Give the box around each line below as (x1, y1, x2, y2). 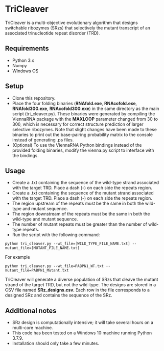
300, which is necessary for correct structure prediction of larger (12, 121, 143, 127)
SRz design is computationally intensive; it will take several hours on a (12, 320, 153, 325)
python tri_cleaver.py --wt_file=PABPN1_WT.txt (5, 264, 104, 269)
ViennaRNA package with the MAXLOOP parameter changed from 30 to (12, 116, 158, 122)
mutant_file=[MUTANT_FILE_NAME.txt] (5, 245, 80, 251)
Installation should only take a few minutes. (12, 340, 99, 347)
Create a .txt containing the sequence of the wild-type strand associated (12, 180, 159, 186)
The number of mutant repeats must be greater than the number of (12, 221, 147, 227)
